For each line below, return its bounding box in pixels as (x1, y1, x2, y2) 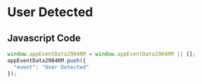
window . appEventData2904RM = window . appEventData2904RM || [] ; (7, 50, 196, 57)
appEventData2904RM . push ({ (7, 57, 86, 64)
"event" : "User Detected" (13, 64, 90, 71)
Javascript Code (7, 32, 81, 44)
